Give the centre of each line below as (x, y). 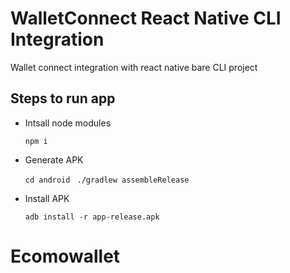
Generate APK (54, 159)
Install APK (47, 198)
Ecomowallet (65, 256)
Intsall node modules (68, 123)
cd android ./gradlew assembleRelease (107, 180)
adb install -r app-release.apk (92, 217)
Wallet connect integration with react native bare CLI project (134, 67)
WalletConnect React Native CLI (146, 18)
